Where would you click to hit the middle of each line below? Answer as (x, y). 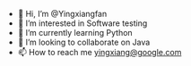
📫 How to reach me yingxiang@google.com (100, 52)
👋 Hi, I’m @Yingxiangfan (62, 14)
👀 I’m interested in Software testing (82, 23)
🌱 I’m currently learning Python (75, 33)
